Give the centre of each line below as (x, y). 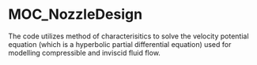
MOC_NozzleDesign (76, 14)
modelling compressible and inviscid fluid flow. (84, 52)
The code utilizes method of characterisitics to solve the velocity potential (128, 36)
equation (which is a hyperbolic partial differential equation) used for (120, 44)
